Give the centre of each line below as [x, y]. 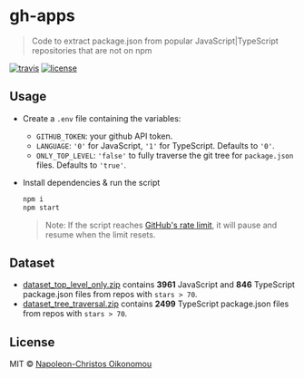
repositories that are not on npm [92, 50]
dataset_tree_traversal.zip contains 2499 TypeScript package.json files [156, 304]
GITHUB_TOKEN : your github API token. [104, 136]
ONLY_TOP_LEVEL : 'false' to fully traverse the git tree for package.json [165, 155]
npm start [41, 208]
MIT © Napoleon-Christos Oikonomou [81, 364]
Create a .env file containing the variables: [102, 118]
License [32, 342]
